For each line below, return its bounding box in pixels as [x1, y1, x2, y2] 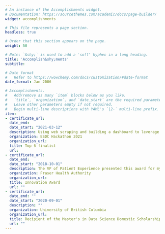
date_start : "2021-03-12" [9, 125, 63, 130]
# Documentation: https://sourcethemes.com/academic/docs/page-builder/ [5, 12, 157, 17]
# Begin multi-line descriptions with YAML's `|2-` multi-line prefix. [5, 106, 160, 111]
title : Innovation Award [9, 180, 60, 185]
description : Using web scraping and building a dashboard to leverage [9, 130, 160, 134]
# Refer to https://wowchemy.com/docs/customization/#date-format [5, 75, 148, 80]
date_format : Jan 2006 [5, 79, 52, 84]
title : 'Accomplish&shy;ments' [5, 57, 69, 62]
